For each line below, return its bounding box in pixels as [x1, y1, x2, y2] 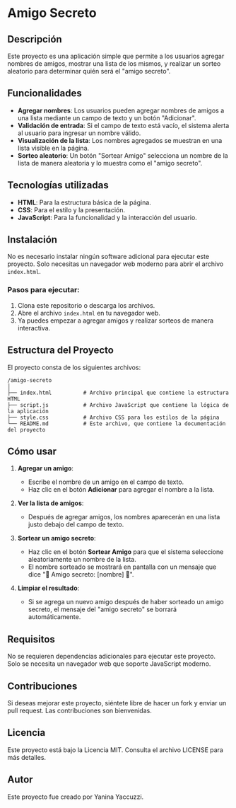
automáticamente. [28, 613, 81, 621]
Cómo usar [7, 445, 57, 457]
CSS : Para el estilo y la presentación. [17, 205, 126, 214]
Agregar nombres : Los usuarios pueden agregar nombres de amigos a [17, 106, 225, 115]
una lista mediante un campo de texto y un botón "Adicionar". [17, 113, 196, 122]
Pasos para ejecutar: [7, 285, 80, 295]
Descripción [7, 33, 62, 45]
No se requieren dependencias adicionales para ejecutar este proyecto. [7, 652, 216, 661]
